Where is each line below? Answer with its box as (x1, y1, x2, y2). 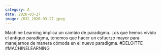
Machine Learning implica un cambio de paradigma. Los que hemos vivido (5, 30, 157, 36)
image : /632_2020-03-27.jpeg (5, 16, 65, 21)
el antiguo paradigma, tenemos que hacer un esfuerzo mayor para (5, 35, 140, 41)
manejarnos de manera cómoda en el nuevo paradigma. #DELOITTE (5, 40, 143, 46)
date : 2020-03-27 (5, 12, 41, 17)
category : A (5, 7, 30, 12)
